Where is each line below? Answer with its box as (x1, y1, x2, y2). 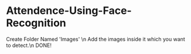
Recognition (6, 16, 66, 30)
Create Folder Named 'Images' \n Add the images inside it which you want (6, 35, 186, 42)
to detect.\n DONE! (6, 42, 52, 49)
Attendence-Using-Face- (6, 4, 132, 17)
